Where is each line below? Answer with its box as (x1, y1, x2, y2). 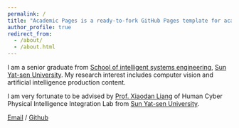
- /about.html (14, 43, 55, 50)
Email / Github (7, 113, 48, 122)
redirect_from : (7, 30, 53, 38)
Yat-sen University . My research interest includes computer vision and (7, 70, 213, 79)
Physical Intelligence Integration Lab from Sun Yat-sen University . (7, 100, 200, 107)
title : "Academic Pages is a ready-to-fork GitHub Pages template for (7, 17, 221, 24)
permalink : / (7, 10, 46, 18)
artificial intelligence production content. (7, 78, 126, 86)
